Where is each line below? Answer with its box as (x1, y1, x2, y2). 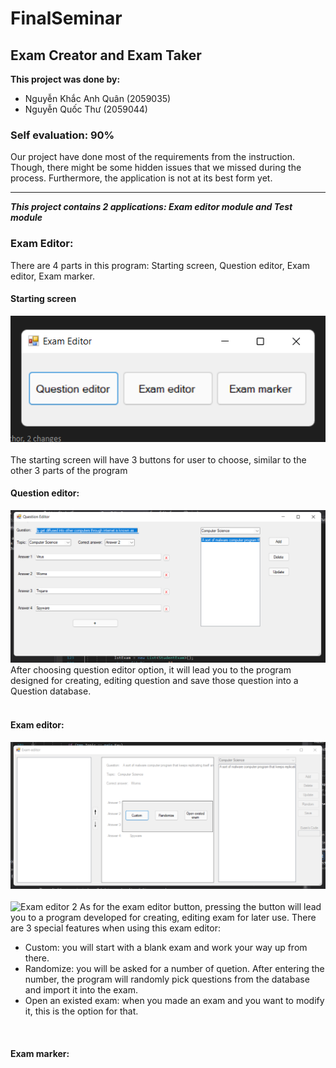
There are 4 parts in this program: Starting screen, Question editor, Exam (10, 259, 310, 271)
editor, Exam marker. (10, 270, 96, 282)
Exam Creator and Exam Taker (10, 47, 202, 64)
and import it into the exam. (24, 984, 139, 996)
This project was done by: (10, 73, 121, 85)
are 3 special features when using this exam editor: (10, 922, 221, 934)
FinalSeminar (10, 7, 123, 30)
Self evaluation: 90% (10, 128, 115, 142)
